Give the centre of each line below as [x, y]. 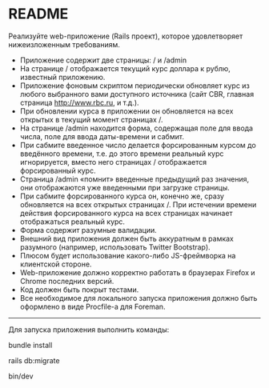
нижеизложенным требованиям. [64, 44]
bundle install [30, 345]
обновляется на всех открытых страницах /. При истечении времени [138, 204]
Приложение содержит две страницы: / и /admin [103, 60]
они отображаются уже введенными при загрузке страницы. [124, 187]
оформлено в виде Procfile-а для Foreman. [92, 306]
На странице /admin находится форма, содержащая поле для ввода [137, 128]
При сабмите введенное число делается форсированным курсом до [138, 145]
